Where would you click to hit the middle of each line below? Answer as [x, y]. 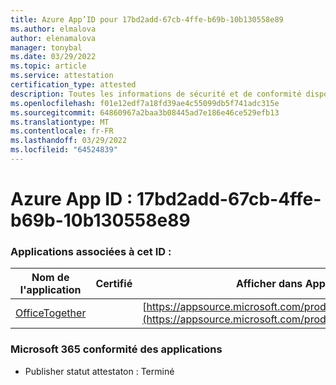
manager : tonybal [46, 47]
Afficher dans [269, 284]
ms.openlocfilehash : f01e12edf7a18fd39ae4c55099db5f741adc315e [145, 103]
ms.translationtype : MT [60, 122]
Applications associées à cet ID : [91, 251]
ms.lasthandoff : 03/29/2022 [69, 141]
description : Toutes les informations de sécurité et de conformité [156, 94]
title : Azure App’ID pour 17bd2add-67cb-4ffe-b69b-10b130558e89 [147, 19]
